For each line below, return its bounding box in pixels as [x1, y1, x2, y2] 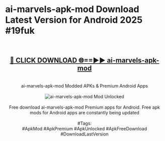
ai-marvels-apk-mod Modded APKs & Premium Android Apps [21, 83, 148, 89]
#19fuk [5, 25, 35, 36]
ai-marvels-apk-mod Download [5, 4, 139, 15]
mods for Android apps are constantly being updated [29, 109, 140, 115]
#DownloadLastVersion [60, 131, 109, 137]
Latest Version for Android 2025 [5, 14, 143, 26]
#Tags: [77, 120, 92, 126]
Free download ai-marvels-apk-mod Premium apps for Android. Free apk [9, 104, 160, 110]
